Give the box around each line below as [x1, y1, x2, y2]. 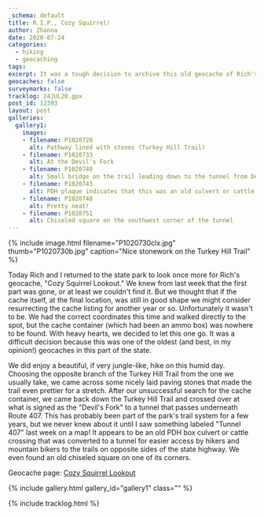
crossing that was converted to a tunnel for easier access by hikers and [8, 436, 240, 446]
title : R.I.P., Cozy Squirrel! [8, 19, 111, 27]
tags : [8, 63, 26, 71]
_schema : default [8, 11, 65, 20]
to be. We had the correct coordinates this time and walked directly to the [8, 312, 246, 321]
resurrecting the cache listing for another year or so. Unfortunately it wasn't [8, 304, 253, 314]
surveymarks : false [8, 84, 72, 93]
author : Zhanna [8, 26, 58, 34]
